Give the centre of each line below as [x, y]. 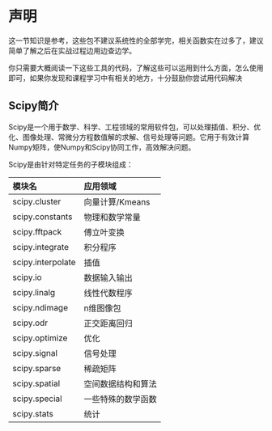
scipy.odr [30, 323]
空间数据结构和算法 [120, 383]
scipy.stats [33, 413]
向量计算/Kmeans [117, 201]
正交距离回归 [108, 323]
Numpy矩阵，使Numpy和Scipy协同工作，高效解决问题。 [102, 147]
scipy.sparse [37, 368]
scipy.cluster [37, 201]
